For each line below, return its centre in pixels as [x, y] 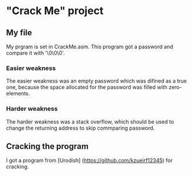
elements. [18, 94]
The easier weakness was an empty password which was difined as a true [97, 81]
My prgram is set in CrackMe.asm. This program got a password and [90, 47]
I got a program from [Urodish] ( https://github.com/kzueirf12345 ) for [89, 161]
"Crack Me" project [55, 11]
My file [19, 33]
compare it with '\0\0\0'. [35, 53]
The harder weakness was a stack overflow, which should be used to [90, 121]
